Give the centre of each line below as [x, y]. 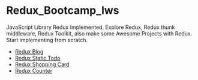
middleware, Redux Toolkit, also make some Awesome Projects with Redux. [99, 33]
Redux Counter [34, 70]
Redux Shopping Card [42, 64]
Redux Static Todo [37, 58]
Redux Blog [29, 51]
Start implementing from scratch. [47, 40]
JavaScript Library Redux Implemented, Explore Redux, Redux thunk [91, 27]
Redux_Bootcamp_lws [63, 11]
